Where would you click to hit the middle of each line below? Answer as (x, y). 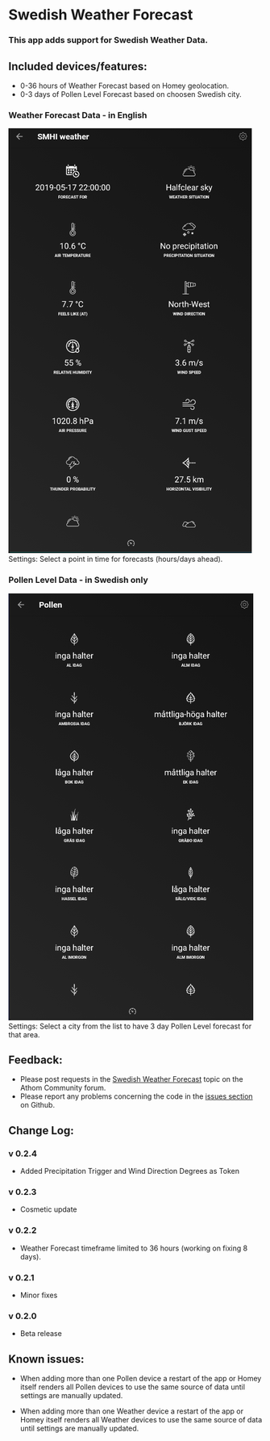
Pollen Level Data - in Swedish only (78, 580)
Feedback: (35, 1060)
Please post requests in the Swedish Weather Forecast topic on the (131, 1079)
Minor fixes (39, 1295)
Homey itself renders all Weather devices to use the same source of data (141, 1420)
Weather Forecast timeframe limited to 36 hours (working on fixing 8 (134, 1248)
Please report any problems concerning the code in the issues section (136, 1096)
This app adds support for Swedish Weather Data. (108, 40)
